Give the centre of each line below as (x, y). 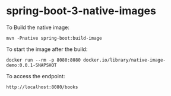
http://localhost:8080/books (42, 87)
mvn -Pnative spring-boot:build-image (54, 38)
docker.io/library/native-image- (124, 60)
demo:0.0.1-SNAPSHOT (32, 65)
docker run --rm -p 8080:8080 (44, 60)
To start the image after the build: (47, 49)
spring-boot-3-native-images (81, 11)
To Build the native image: (38, 27)
